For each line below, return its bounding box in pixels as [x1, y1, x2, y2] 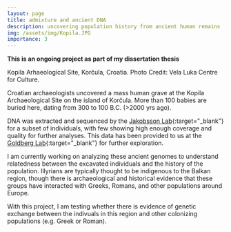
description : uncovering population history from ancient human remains [7, 23, 221, 30]
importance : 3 [7, 36, 48, 43]
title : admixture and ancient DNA [7, 17, 107, 23]
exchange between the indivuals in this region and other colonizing [7, 210, 198, 218]
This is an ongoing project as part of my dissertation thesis [7, 55, 179, 63]
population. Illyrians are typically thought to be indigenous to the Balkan [7, 167, 211, 175]
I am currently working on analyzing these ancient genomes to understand [7, 153, 219, 161]
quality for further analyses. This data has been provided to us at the [7, 132, 202, 140]
